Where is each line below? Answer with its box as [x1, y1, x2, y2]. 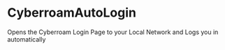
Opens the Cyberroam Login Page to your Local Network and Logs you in [7, 28, 219, 36]
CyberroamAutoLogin [7, 5, 136, 21]
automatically [7, 35, 46, 43]
